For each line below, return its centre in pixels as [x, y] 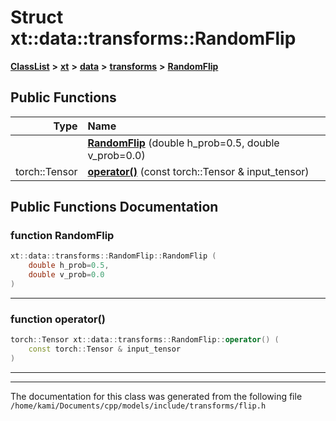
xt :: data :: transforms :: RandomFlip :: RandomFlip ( [113, 256]
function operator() [58, 319]
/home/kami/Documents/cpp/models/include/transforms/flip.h [138, 406]
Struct [37, 17]
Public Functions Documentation [114, 207]
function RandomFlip [62, 236]
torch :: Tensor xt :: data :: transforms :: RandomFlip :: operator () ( [145, 340]
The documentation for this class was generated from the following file [156, 396]
